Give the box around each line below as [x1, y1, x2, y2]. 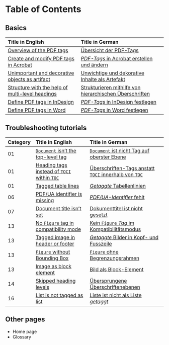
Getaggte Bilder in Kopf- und [90, 234, 159, 241]
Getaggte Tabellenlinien [90, 182, 146, 189]
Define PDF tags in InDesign [8, 99, 74, 105]
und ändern [80, 61, 108, 68]
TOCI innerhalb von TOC [90, 171, 143, 178]
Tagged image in [35, 234, 75, 241]
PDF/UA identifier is [35, 190, 82, 197]
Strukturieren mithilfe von [80, 84, 141, 91]
